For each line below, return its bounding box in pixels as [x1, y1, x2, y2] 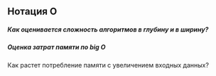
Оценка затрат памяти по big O [7, 43, 106, 51]
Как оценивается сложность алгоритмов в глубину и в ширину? [7, 25, 209, 34]
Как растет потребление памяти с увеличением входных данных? [7, 61, 210, 69]
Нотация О [7, 6, 58, 18]
